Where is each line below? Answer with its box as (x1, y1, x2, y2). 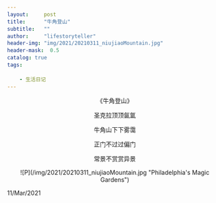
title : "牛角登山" (7, 18, 70, 25)
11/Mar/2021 (7, 189, 41, 197)
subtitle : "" (7, 25, 51, 32)
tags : (7, 62, 23, 68)
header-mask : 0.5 (7, 47, 59, 54)
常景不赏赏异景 (94, 154, 136, 163)
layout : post (7, 11, 57, 18)
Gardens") (100, 175, 130, 184)
